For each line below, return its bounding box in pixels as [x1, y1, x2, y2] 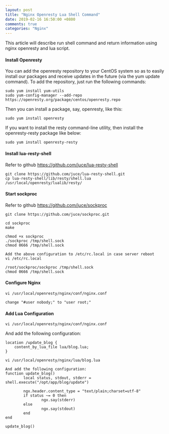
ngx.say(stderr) [41, 398, 76, 403]
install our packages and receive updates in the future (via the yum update [5, 74, 160, 80]
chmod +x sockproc [5, 234, 44, 239]
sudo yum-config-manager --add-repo [5, 93, 82, 98]
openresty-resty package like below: [5, 130, 82, 136]
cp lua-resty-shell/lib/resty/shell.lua [5, 176, 92, 181]
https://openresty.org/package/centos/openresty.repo [5, 97, 121, 102]
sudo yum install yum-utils [5, 89, 65, 94]
